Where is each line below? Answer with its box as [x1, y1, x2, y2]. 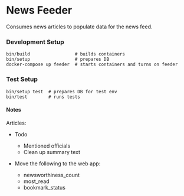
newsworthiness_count [23, 171, 80, 178]
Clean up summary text [23, 148, 81, 155]
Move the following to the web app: [14, 160, 101, 167]
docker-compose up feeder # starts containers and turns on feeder [6, 61, 178, 68]
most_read [23, 178, 50, 185]
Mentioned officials [23, 142, 71, 149]
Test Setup [6, 75, 38, 83]
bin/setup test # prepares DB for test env [6, 89, 117, 94]
